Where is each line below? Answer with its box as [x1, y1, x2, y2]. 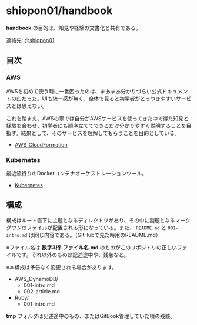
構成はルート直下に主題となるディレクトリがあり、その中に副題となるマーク [6, 216, 191, 224]
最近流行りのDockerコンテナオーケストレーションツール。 [6, 170, 148, 177]
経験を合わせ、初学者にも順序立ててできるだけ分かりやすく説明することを [6, 122, 186, 129]
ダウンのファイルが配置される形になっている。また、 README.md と [6, 224, 166, 231]
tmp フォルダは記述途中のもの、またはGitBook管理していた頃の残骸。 [6, 312, 176, 319]
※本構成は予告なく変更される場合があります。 [6, 263, 118, 270]
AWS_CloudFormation [14, 141, 68, 148]
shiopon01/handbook [6, 4, 113, 18]
